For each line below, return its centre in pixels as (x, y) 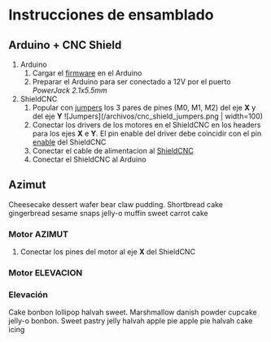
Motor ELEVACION (46, 273)
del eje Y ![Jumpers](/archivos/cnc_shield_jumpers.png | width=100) (147, 116)
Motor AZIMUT (39, 234)
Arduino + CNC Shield (65, 45)
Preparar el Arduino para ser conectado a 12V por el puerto (131, 82)
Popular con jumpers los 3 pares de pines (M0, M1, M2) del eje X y (144, 108)
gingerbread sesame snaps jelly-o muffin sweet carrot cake (109, 213)
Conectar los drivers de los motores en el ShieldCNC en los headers (146, 125)
